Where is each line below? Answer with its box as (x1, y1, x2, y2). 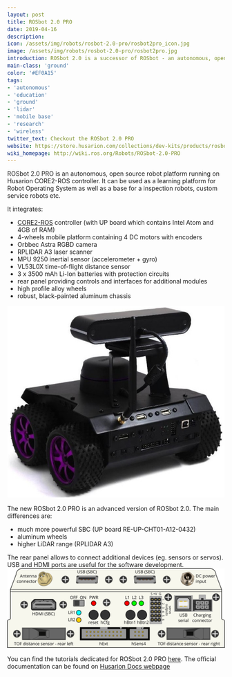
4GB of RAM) (17, 225, 55, 234)
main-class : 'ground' (7, 62, 70, 69)
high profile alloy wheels (17, 284, 87, 293)
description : (7, 33, 45, 40)
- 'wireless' (7, 128, 45, 135)
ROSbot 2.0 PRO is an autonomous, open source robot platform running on (7, 169, 220, 178)
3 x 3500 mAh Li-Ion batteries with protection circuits (17, 270, 170, 278)
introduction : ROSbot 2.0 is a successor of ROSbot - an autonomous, (7, 55, 212, 62)
